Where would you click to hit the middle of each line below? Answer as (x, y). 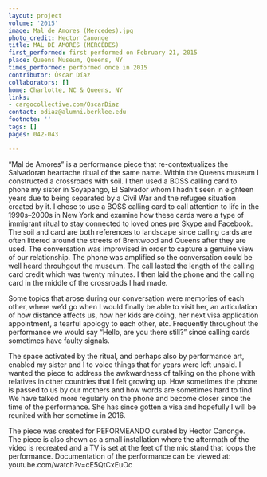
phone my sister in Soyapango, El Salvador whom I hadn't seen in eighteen (131, 189)
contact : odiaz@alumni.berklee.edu (67, 112)
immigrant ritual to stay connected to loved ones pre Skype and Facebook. (131, 223)
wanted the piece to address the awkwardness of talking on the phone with (132, 373)
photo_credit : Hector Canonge (59, 38)
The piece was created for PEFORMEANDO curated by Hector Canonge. (127, 431)
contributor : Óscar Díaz (49, 75)
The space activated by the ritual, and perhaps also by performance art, (126, 356)
